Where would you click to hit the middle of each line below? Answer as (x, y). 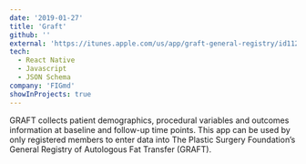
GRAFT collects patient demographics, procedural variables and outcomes (149, 120)
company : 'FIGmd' (42, 86)
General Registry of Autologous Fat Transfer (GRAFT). (111, 149)
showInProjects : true (51, 94)
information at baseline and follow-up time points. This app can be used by (150, 129)
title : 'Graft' (38, 26)
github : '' (30, 35)
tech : (20, 52)
